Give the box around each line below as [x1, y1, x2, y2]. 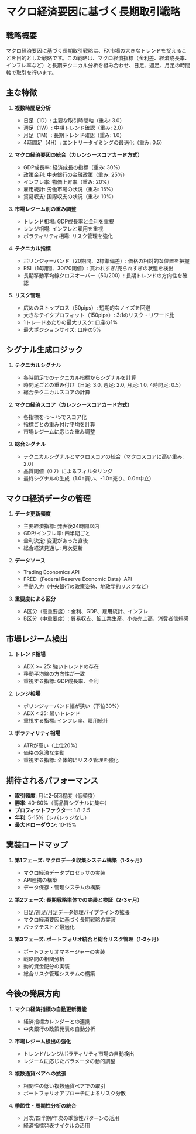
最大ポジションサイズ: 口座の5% [23, 326, 101, 333]
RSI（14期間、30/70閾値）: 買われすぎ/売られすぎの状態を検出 [23, 264, 174, 272]
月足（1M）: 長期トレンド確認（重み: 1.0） [23, 131, 125, 138]
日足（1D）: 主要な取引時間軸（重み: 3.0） [23, 116, 125, 123]
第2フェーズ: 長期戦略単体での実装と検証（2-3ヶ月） [14, 896, 143, 903]
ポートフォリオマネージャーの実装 [23, 948, 105, 955]
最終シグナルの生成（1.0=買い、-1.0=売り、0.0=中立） [23, 475, 154, 482]
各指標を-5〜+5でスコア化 [23, 413, 87, 420]
